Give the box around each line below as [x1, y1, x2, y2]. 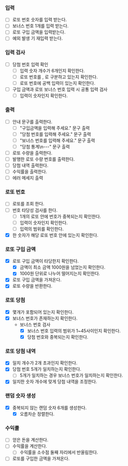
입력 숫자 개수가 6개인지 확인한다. [19, 67, 85, 73]
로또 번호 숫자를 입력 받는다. [12, 16, 67, 23]
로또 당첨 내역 [5, 347, 36, 354]
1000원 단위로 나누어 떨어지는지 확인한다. [19, 271, 100, 277]
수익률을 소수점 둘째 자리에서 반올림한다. [19, 450, 98, 456]
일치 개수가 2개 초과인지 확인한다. [12, 360, 78, 366]
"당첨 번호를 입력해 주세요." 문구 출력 [19, 131, 91, 137]
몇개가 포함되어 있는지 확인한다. [12, 309, 73, 315]
